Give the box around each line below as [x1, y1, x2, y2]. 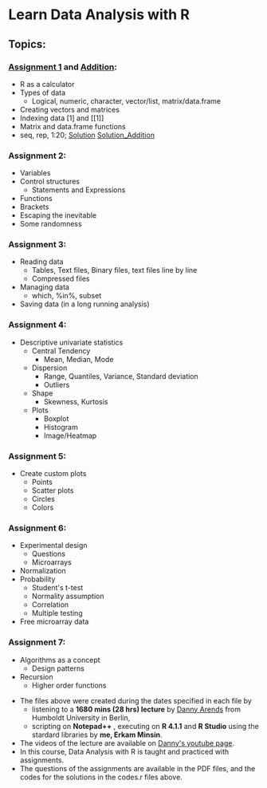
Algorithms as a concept [19, 655, 101, 664]
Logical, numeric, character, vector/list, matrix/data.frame [31, 96, 222, 105]
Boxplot [43, 413, 69, 424]
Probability [19, 574, 56, 584]
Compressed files [31, 274, 90, 284]
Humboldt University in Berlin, [31, 712, 131, 723]
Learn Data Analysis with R [8, 6, 190, 24]
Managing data [19, 282, 70, 292]
